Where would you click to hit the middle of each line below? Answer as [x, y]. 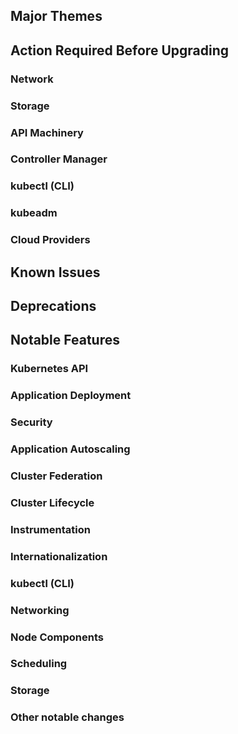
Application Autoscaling [70, 449]
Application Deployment [71, 396]
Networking [40, 610]
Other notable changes [67, 717]
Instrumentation [50, 529]
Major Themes [56, 16]
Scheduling [39, 664]
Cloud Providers [50, 240]
